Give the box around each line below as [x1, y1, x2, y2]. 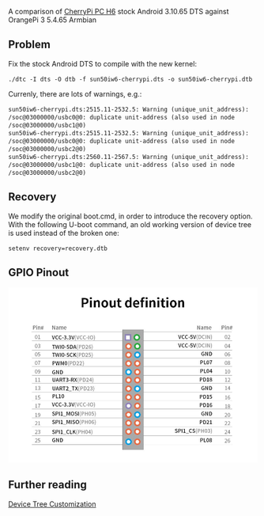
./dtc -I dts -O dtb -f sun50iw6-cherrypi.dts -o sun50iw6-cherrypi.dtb [8, 75, 253, 83]
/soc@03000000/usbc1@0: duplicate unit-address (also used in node [8, 161, 236, 169]
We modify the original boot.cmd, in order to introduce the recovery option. [8, 211, 253, 221]
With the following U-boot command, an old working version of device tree [8, 219, 252, 229]
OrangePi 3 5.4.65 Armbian [8, 15, 97, 25]
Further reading [8, 478, 87, 491]
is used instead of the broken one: [8, 228, 120, 237]
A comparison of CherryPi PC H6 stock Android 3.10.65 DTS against [8, 7, 229, 16]
